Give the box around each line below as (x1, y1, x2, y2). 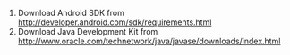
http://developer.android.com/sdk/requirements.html (17, 17, 212, 27)
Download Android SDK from (17, 8, 125, 18)
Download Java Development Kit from (17, 27, 158, 36)
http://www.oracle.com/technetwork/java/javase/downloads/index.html (17, 35, 281, 46)
